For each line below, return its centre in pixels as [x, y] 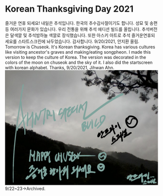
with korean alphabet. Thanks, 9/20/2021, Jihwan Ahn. [60, 67]
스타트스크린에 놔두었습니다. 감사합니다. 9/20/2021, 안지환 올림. [79, 41]
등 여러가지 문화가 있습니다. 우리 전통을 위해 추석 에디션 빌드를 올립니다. [73, 29]
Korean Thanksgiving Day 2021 [69, 9]
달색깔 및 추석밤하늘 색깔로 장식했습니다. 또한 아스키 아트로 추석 [70, 35]
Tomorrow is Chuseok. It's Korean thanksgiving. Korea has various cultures [80, 47]
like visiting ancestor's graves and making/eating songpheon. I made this [78, 52]
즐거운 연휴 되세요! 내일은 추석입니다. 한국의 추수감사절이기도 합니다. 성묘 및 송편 [81, 23]
